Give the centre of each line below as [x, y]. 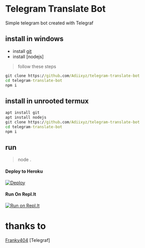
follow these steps [37, 66]
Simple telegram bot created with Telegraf [49, 23]
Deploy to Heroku [24, 171]
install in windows [34, 39]
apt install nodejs [26, 117]
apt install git [22, 113]
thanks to [26, 226]
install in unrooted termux [47, 101]
